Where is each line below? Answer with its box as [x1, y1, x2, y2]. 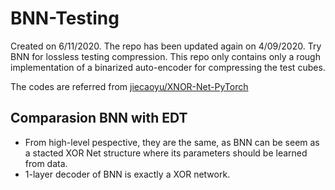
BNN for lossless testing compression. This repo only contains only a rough [10, 50, 321, 62]
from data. [24, 157, 68, 169]
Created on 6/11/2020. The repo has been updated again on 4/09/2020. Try [10, 40, 322, 52]
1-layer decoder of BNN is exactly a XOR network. [24, 168, 231, 180]
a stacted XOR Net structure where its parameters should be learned [24, 147, 308, 159]
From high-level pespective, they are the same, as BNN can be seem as [24, 136, 320, 148]
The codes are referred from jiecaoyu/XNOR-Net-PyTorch [10, 80, 249, 92]
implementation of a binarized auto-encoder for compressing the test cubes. [10, 61, 326, 73]
